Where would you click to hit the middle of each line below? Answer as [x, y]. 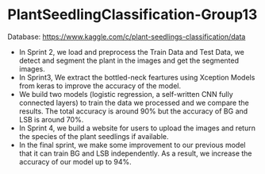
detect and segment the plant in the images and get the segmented [129, 60]
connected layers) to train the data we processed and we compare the [134, 102]
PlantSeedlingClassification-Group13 [132, 15]
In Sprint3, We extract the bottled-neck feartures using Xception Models [137, 77]
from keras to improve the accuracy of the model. [100, 86]
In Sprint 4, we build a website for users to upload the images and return [137, 128]
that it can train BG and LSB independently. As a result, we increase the [135, 153]
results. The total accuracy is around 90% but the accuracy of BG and [133, 111]
